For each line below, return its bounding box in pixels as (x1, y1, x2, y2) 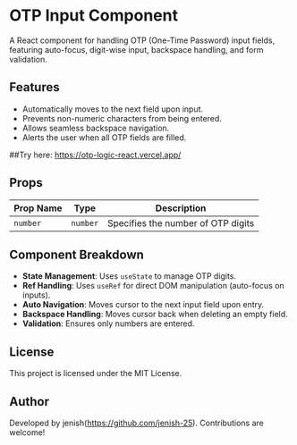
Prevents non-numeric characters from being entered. (21, 113, 222, 123)
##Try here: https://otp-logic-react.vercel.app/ (9, 149, 182, 160)
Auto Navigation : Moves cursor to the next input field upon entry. (21, 299, 265, 310)
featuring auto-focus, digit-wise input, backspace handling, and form (9, 44, 264, 55)
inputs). (21, 290, 51, 300)
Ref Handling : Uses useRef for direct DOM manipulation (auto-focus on (21, 281, 284, 291)
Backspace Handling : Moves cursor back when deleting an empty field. (21, 309, 288, 320)
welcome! (9, 427, 46, 438)
